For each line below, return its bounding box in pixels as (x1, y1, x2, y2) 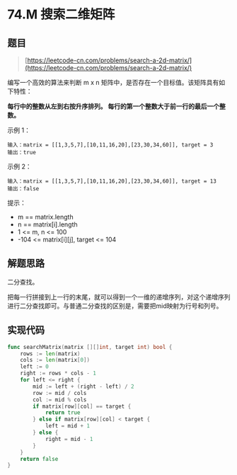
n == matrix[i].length (17, 220, 78, 229)
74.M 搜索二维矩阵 (7, 6, 115, 23)
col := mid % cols (33, 396, 87, 404)
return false (20, 455, 59, 462)
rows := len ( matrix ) (20, 350, 81, 357)
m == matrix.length (17, 213, 74, 221)
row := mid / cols (33, 389, 87, 396)
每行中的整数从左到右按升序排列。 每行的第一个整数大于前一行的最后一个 (7, 102, 220, 110)
